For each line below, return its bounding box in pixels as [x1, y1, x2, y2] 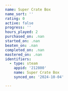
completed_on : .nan [5, 47, 45, 52]
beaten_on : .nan [5, 43, 38, 48]
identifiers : [5, 57, 32, 61]
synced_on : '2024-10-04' [14, 75, 64, 79]
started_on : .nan [5, 39, 40, 44]
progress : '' [5, 25, 32, 30]
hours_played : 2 [5, 30, 38, 34]
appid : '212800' [14, 66, 47, 71]
